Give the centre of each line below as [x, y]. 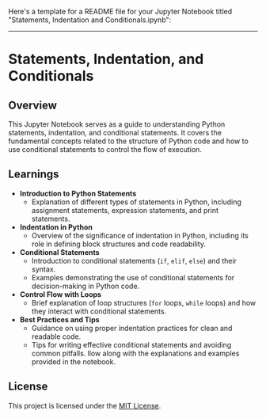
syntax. [44, 269]
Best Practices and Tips [60, 319]
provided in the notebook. [74, 361]
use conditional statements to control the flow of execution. [105, 149]
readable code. [56, 336]
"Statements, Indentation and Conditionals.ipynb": [90, 20]
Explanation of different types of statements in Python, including [136, 202]
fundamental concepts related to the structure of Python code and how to [129, 141]
